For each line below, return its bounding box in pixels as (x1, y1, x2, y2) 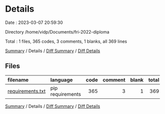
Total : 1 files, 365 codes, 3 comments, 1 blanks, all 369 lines (5, 38, 127, 44)
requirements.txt (7, 88, 46, 95)
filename (7, 76, 29, 83)
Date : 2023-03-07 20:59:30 (5, 19, 63, 25)
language (50, 76, 73, 83)
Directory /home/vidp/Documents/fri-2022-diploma (5, 29, 110, 35)
